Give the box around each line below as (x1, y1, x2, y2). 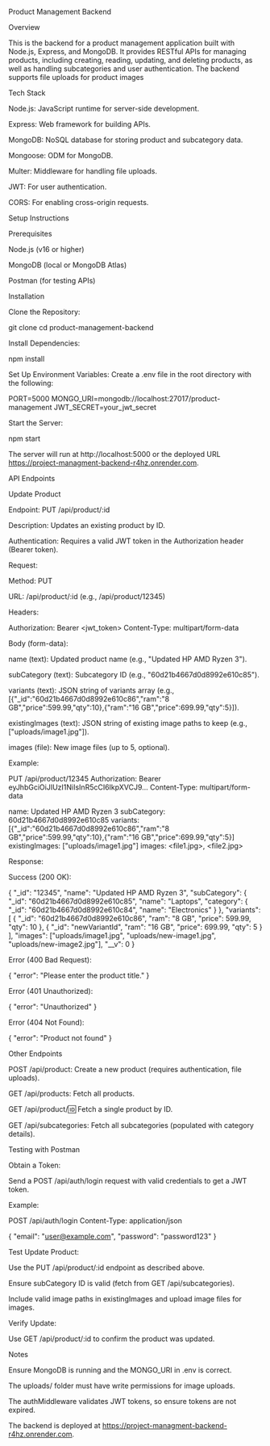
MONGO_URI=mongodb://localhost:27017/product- (51, 394, 221, 403)
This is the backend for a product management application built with (8, 38, 235, 48)
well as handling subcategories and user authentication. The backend (8, 64, 239, 73)
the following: (8, 379, 54, 388)
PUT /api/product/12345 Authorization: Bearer (8, 774, 161, 783)
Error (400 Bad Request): (8, 955, 92, 964)
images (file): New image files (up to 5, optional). (8, 743, 170, 752)
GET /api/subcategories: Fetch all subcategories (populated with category (8, 1121, 254, 1130)
